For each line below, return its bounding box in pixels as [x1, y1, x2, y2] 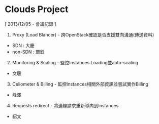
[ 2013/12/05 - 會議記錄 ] [5, 21, 56, 27]
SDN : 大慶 [12, 42, 35, 49]
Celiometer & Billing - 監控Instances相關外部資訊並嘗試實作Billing [12, 81, 148, 87]
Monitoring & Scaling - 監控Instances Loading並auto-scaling [12, 59, 139, 65]
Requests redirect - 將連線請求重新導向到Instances [12, 102, 119, 108]
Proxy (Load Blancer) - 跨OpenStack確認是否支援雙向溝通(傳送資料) [12, 31, 154, 37]
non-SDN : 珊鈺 [12, 49, 45, 55]
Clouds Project [5, 4, 69, 15]
